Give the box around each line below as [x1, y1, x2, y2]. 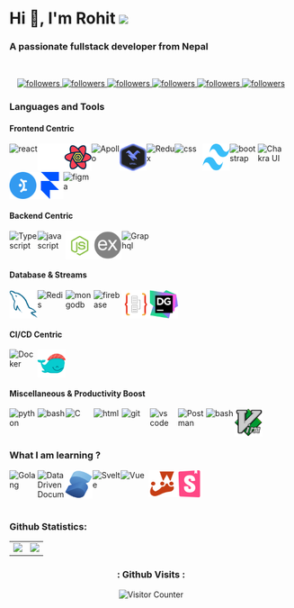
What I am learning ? [9, 449, 102, 462]
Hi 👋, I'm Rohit [9, 8, 116, 29]
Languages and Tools [9, 101, 105, 113]
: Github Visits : [116, 568, 186, 581]
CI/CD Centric [9, 329, 63, 340]
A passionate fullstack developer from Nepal [9, 41, 209, 53]
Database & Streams [9, 269, 87, 280]
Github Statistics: [9, 520, 87, 532]
